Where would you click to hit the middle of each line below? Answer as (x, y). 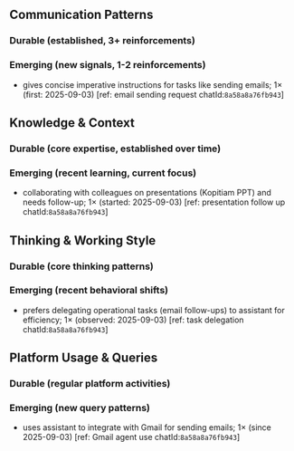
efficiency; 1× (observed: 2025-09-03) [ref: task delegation (133, 320)
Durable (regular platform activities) (90, 384)
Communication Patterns (81, 15)
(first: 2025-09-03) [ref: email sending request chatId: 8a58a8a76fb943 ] (153, 94)
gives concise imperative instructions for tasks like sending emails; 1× (152, 84)
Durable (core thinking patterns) (81, 266)
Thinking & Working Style (83, 240)
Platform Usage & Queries (84, 358)
